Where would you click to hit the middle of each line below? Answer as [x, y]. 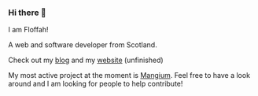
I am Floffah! [28, 30]
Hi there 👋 [28, 13]
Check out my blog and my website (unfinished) [86, 60]
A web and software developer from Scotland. [83, 45]
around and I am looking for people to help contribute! [96, 84]
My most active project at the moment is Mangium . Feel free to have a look [129, 76]
